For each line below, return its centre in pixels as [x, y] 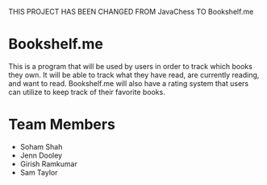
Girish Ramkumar [49, 163]
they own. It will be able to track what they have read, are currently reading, [134, 75]
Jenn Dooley [41, 155]
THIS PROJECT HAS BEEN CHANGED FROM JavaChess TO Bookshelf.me [131, 12]
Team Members [62, 125]
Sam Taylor [39, 172]
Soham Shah [41, 146]
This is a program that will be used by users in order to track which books [130, 66]
